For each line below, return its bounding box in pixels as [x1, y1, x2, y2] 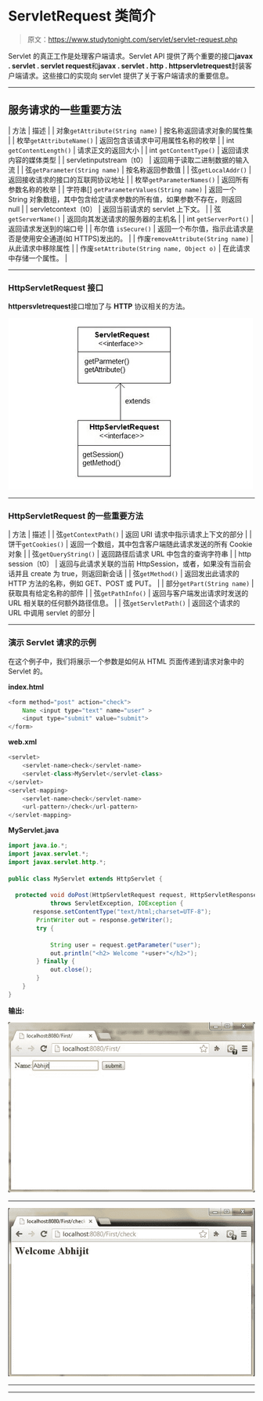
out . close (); [49, 966, 92, 974]
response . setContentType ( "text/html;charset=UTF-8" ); [32, 908, 212, 916]
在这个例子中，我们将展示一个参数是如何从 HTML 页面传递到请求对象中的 [8, 656, 244, 666]
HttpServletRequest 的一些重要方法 [8, 510, 144, 521]
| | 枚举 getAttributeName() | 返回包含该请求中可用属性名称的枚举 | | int [8, 135, 235, 145]
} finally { [36, 958, 76, 965]
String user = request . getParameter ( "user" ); [49, 941, 201, 949]
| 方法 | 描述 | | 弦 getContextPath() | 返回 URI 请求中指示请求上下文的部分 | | [8, 530, 252, 539]
